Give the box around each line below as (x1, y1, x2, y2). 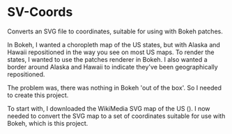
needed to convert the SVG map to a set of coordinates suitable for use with (7, 112, 226, 120)
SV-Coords (7, 4, 73, 20)
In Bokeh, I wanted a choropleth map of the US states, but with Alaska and (7, 40, 221, 49)
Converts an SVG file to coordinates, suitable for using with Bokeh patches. (7, 27, 223, 35)
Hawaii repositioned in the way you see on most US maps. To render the (7, 48, 215, 56)
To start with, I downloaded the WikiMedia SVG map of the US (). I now (7, 104, 210, 112)
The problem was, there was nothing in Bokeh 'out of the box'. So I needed (7, 83, 222, 92)
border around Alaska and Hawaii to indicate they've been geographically (7, 62, 218, 71)
